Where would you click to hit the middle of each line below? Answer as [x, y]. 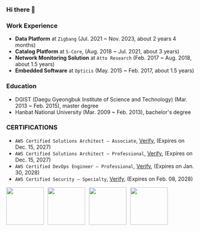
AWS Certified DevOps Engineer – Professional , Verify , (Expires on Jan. [104, 166]
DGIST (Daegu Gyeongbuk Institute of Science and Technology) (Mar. [101, 99]
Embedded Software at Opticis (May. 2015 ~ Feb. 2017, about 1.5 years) [105, 71]
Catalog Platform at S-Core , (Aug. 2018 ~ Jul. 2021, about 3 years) [97, 52]
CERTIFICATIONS [32, 127]
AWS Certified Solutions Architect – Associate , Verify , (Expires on [100, 140]
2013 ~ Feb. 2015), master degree [57, 106]
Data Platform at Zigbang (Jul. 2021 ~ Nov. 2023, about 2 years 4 [95, 39]
